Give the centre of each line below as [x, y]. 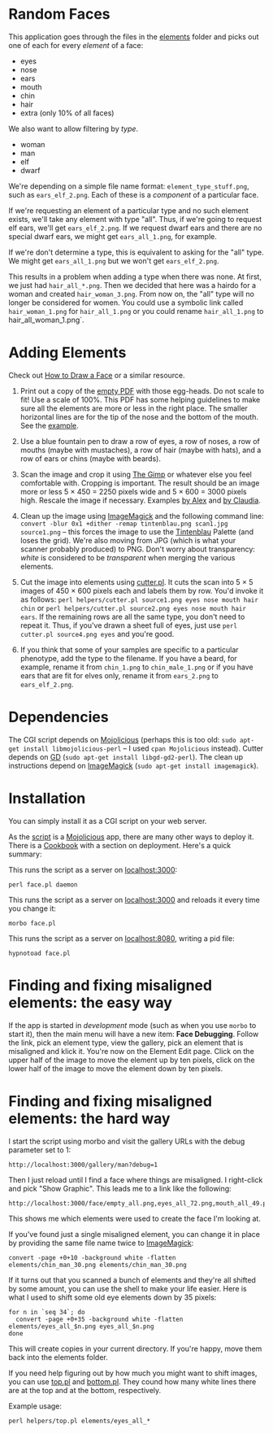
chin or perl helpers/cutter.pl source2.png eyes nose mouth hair [133, 608]
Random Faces [60, 14]
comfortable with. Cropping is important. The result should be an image [140, 483]
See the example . [49, 425]
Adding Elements [67, 353]
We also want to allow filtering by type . [74, 128]
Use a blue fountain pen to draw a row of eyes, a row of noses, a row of [140, 441]
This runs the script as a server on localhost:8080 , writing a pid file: [121, 938]
